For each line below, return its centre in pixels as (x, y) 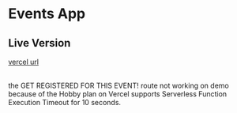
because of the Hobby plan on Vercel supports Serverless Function (118, 94)
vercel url (24, 62)
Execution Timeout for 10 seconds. (64, 102)
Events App (47, 14)
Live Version (39, 43)
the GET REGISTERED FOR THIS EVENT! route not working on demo (118, 85)
